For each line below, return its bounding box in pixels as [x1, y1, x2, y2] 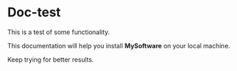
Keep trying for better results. [7, 55, 94, 64]
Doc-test [7, 4, 61, 21]
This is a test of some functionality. [7, 28, 110, 36]
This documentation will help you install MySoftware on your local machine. [7, 41, 231, 50]
